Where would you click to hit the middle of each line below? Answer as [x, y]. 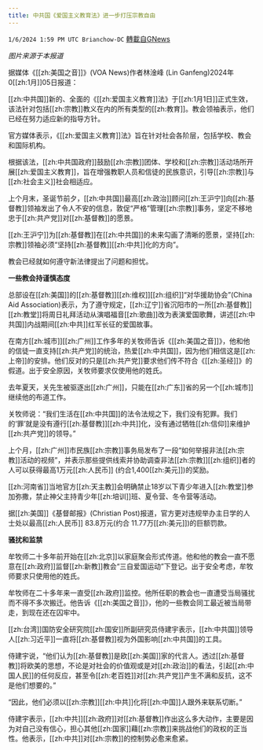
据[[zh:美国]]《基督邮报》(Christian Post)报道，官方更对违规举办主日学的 [126, 513]
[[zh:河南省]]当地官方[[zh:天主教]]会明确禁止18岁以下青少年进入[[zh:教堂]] [128, 486]
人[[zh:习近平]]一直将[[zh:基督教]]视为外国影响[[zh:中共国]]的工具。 [117, 639]
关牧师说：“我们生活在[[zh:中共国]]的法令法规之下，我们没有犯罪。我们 [123, 413]
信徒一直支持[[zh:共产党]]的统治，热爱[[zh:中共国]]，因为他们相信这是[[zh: [135, 350]
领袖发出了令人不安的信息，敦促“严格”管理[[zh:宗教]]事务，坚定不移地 [140, 208]
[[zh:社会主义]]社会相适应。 [53, 181]
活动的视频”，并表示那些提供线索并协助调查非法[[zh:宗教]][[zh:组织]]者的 [138, 460]
